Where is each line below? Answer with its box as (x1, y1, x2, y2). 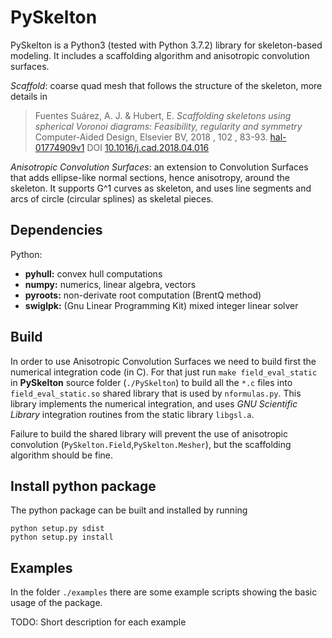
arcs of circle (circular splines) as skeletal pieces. (10, 192, 214, 205)
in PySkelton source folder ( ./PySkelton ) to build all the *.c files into (10, 376, 293, 388)
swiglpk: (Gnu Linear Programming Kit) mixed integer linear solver (24, 299, 299, 311)
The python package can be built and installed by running (10, 504, 248, 516)
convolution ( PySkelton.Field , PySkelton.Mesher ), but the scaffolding (10, 438, 292, 450)
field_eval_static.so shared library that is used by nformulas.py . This (10, 387, 302, 399)
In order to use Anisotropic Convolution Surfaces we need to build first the (10, 355, 317, 367)
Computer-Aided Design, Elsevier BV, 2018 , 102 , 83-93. (34, 131, 268, 143)
